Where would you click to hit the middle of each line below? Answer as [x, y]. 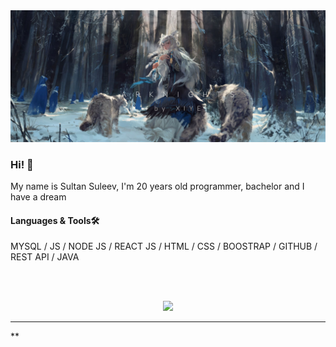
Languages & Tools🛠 [55, 220]
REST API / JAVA [45, 257]
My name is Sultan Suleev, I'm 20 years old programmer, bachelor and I [157, 186]
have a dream [38, 196]
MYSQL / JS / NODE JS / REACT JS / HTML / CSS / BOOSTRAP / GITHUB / [164, 246]
